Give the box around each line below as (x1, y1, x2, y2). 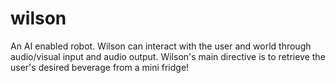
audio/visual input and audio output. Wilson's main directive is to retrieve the (10, 50, 326, 62)
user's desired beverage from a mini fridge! (10, 61, 190, 73)
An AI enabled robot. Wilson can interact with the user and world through (10, 40, 312, 52)
